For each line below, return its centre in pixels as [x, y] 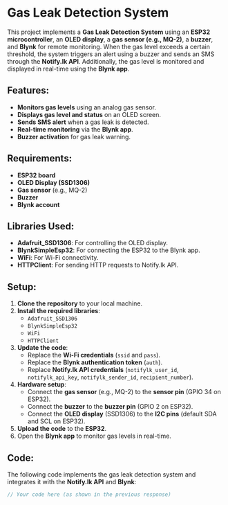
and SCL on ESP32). [56, 421]
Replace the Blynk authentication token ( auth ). [95, 362]
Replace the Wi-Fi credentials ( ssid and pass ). [94, 355]
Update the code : [42, 348]
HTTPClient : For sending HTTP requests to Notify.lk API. [98, 265]
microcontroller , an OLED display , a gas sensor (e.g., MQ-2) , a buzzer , [110, 39]
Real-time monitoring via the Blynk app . [75, 129]
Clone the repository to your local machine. [80, 303]
